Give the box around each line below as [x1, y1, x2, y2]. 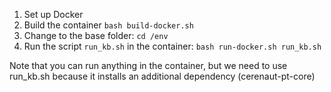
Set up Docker [23, 9, 84, 20]
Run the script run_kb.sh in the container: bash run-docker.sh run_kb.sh [23, 40, 322, 52]
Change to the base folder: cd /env [23, 30, 169, 41]
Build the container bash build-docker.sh [23, 19, 194, 31]
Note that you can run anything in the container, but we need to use [9, 60, 288, 71]
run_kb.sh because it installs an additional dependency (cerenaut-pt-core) [9, 70, 316, 82]
